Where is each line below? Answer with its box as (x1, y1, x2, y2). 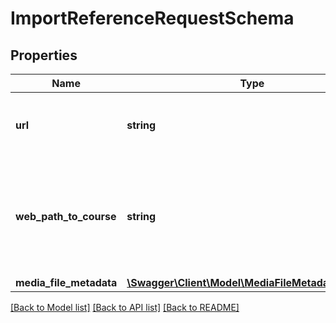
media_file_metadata (15, 276, 118, 289)
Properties (10, 47, 78, 64)
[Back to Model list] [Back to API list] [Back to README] (10, 302, 240, 313)
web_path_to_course (15, 210, 117, 223)
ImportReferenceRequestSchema (10, 7, 295, 30)
